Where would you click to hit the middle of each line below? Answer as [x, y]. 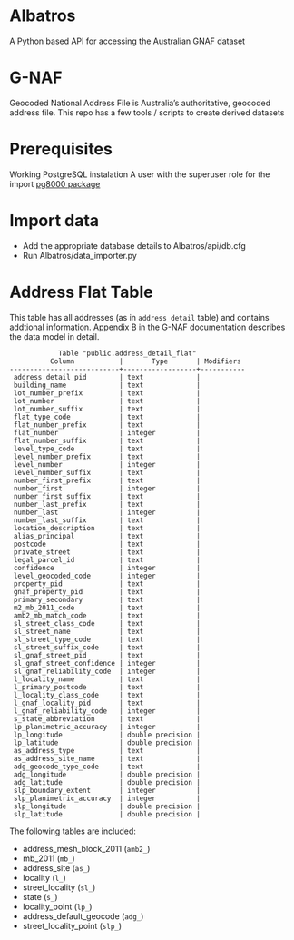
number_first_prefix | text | [107, 480]
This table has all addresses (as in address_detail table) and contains [139, 317]
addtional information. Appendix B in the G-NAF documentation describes [147, 327]
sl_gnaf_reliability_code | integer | [107, 671]
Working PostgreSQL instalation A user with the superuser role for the [140, 174]
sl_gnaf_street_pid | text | [107, 655]
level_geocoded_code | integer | [107, 576]
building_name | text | [107, 385]
